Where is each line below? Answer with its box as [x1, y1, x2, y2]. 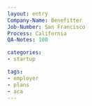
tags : [7, 68, 23, 75]
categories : [7, 49, 42, 56]
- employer [7, 74, 39, 81]
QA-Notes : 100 [7, 37, 49, 44]
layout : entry [7, 10, 49, 18]
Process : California [7, 29, 68, 37]
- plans [7, 81, 30, 88]
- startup [7, 55, 36, 63]
